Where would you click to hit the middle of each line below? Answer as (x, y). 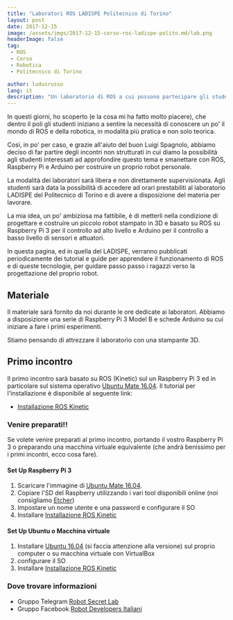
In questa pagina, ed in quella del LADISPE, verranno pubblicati (97, 251)
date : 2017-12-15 (32, 26)
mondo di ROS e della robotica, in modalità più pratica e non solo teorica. (112, 132)
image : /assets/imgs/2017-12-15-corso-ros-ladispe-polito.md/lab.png (110, 33)
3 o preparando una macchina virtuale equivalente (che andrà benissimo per (116, 447)
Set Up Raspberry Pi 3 (40, 470)
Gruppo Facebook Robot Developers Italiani (79, 609)
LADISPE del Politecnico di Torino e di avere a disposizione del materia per (114, 195)
